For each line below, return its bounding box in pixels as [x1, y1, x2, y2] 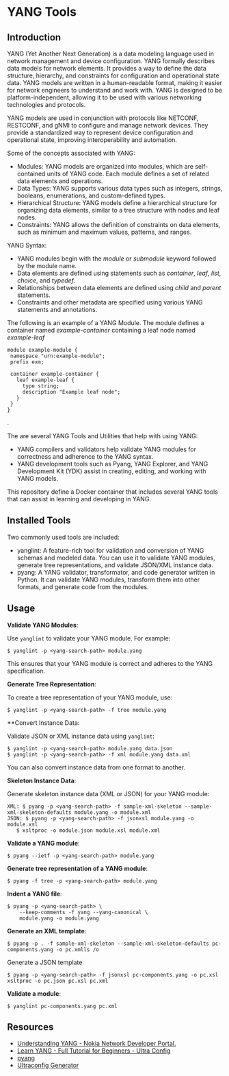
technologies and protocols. [7, 101, 86, 108]
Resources [7, 1021, 54, 1033]
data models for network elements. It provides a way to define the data [7, 64, 207, 72]
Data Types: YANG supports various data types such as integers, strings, [16, 184, 223, 192]
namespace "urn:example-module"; [10, 352, 106, 359]
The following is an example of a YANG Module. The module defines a [7, 319, 204, 326]
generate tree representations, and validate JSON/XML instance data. [16, 560, 214, 569]
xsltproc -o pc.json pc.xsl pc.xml [7, 977, 109, 984]
